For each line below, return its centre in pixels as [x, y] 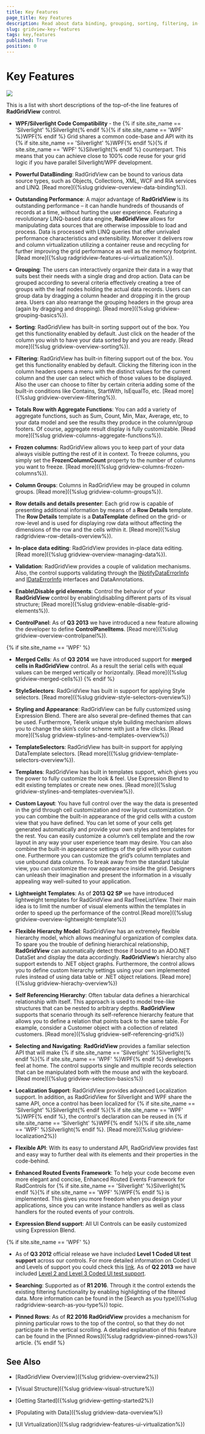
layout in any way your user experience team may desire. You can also [104, 842]
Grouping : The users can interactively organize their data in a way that [104, 270]
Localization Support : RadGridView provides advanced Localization [101, 1090]
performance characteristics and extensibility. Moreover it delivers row [104, 238]
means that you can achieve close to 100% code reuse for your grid [100, 156]
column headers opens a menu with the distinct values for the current [103, 371]
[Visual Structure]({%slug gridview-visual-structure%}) [85, 1389]
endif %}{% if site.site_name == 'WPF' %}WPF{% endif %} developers [104, 1059]
